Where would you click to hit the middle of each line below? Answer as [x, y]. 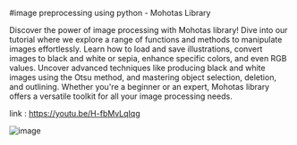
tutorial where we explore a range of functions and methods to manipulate [146, 40]
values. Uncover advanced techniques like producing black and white [137, 68]
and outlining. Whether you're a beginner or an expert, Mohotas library [140, 87]
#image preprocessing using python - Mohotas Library [110, 13]
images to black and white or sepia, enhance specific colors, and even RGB [148, 58]
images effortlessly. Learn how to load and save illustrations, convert [136, 49]
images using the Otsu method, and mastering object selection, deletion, [143, 77]
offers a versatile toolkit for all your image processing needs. [121, 96]
